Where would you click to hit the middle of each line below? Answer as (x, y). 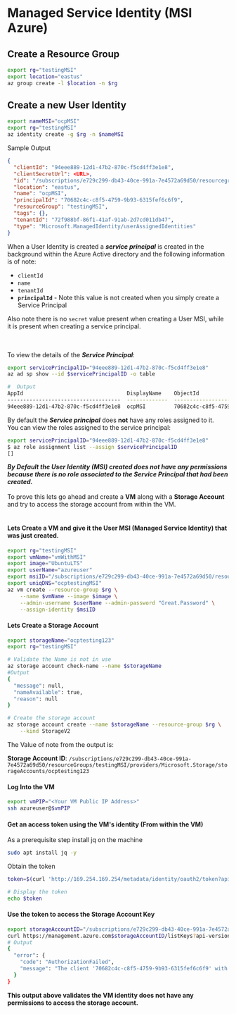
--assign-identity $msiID (58, 610)
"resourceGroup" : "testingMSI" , (61, 207)
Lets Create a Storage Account (53, 625)
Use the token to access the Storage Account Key (81, 915)
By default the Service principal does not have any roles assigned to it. (111, 420)
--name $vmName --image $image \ (69, 596)
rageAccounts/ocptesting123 (48, 771)
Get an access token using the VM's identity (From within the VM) (105, 824)
